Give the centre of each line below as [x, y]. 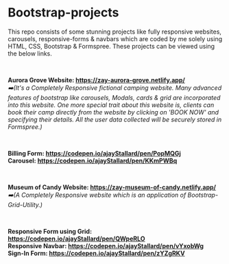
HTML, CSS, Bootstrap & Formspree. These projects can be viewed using [111, 46]
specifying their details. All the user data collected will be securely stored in [115, 119]
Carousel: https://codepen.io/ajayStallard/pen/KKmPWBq [93, 160]
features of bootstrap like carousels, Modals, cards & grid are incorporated [114, 97]
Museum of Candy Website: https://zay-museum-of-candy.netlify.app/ [112, 187]
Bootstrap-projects [63, 13]
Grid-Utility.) [25, 204]
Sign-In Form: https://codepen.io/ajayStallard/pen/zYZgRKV [96, 253]
